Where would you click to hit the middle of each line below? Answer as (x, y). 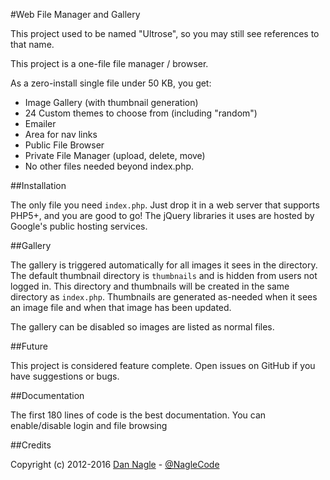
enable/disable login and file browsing (89, 425)
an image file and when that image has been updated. (121, 307)
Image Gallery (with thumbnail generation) (111, 102)
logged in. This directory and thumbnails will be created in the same (150, 286)
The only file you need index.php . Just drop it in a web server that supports (165, 205)
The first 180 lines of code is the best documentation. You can (138, 415)
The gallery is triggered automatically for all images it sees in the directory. (164, 265)
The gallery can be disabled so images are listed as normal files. (142, 327)
